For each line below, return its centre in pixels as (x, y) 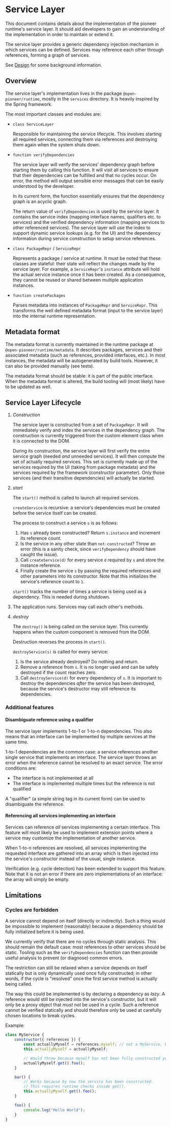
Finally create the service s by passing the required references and (90, 571)
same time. (17, 742)
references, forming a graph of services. (48, 55)
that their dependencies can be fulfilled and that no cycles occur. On (84, 175)
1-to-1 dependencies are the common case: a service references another (82, 752)
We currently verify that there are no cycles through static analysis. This (81, 942)
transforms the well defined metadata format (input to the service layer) (88, 310)
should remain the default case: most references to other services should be (85, 947)
